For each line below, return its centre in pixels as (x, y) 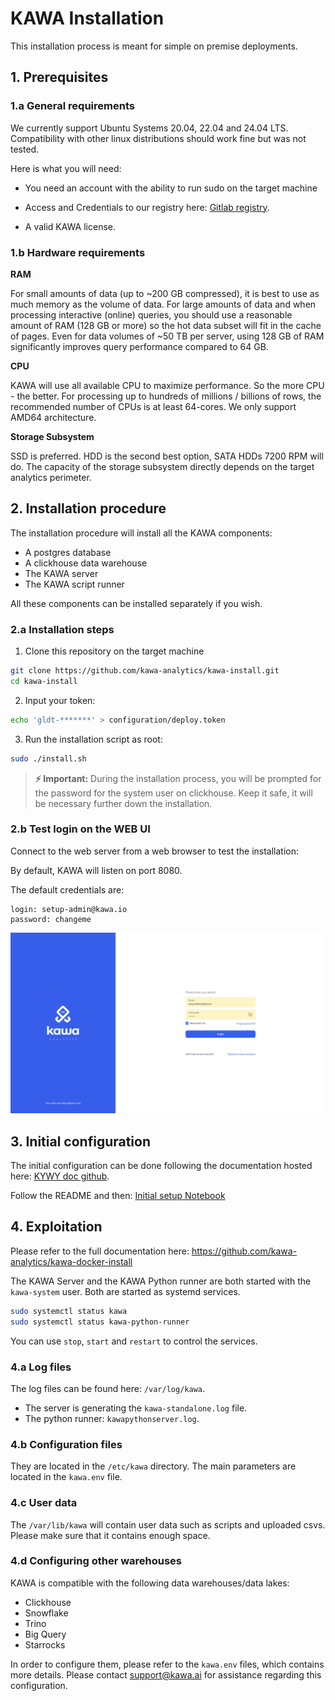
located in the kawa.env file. (66, 1477)
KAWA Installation (87, 18)
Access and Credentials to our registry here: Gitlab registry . (147, 207)
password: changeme (51, 919)
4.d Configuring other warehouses (96, 1561)
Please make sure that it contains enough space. (110, 1535)
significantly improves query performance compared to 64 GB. (139, 346)
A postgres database (68, 552)
